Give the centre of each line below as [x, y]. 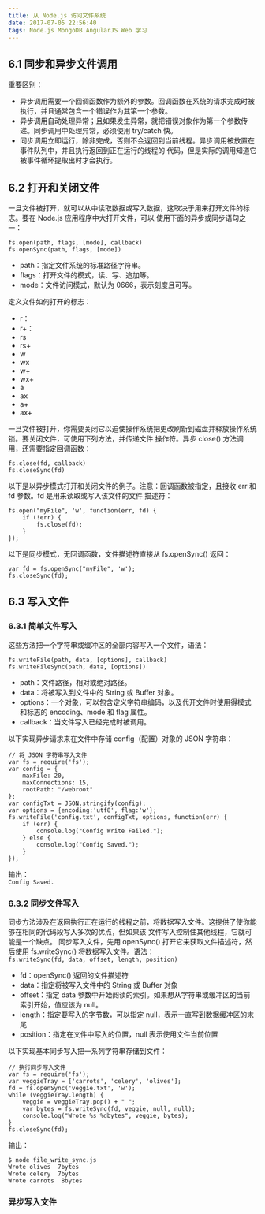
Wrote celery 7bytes [44, 1174]
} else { [37, 838]
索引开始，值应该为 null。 [61, 1004]
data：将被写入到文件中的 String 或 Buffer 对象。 [99, 692]
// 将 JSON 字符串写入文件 [48, 755]
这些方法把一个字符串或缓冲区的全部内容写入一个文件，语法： [108, 645]
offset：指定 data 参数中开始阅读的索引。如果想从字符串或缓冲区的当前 [135, 995]
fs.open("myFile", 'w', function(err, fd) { [82, 511]
